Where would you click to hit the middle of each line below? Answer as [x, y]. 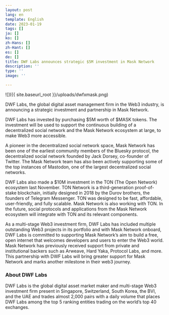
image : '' [16, 76]
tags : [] [14, 29]
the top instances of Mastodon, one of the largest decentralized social [78, 167]
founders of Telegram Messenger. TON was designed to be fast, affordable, [84, 198]
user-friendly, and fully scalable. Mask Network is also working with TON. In [84, 203]
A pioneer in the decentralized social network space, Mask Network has [80, 145]
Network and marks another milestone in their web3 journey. [68, 261]
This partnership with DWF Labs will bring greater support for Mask [75, 256]
